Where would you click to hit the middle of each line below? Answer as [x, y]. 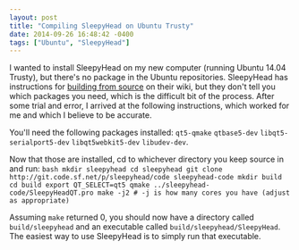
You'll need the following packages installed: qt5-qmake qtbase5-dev [134, 133]
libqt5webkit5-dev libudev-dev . [130, 142]
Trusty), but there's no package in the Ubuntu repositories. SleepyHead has [149, 78]
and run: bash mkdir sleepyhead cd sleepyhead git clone [116, 169]
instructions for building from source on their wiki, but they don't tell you [142, 87]
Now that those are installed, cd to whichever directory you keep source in [147, 159]
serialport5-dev [39, 143]
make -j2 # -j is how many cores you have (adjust [194, 193]
